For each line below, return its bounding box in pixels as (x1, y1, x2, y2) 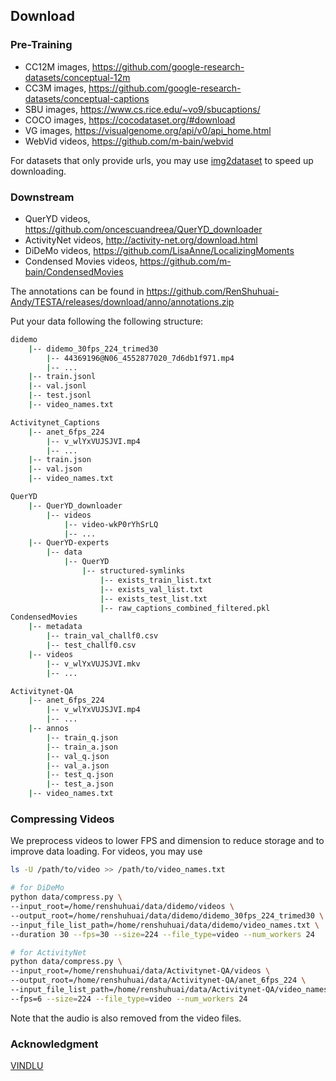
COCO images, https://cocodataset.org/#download (24, 114, 236, 126)
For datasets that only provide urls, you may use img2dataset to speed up (10, 154, 314, 166)
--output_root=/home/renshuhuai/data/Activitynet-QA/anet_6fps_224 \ (10, 975, 307, 986)
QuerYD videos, (24, 212, 91, 224)
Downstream (10, 190, 75, 204)
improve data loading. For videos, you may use (10, 845, 203, 858)
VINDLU (10, 1060, 44, 1072)
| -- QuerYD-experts (28, 538, 110, 548)
